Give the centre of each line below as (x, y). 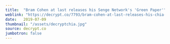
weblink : (14, 15)
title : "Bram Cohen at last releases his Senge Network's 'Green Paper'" (86, 10)
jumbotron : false (24, 33)
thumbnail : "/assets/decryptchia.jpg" (46, 24)
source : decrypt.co (26, 29)
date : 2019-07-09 (26, 19)
